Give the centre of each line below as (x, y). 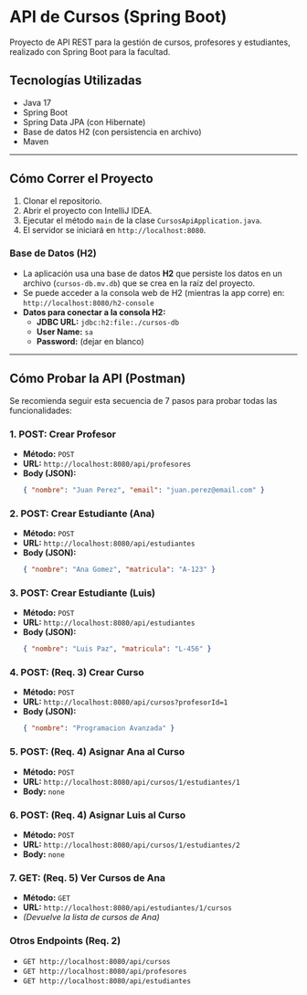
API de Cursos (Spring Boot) (118, 17)
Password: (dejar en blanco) (90, 341)
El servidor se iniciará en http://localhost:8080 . (114, 229)
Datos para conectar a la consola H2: (94, 312)
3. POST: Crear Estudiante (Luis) (83, 593)
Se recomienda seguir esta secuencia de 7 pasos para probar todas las (143, 400)
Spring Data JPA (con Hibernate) (84, 122)
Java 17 (37, 102)
